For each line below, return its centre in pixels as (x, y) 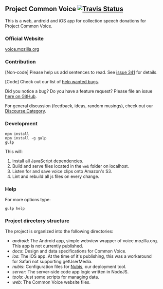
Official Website (24, 39)
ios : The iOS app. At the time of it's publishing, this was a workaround (82, 256)
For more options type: (28, 200)
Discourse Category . (26, 111)
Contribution (20, 62)
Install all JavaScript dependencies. (48, 161)
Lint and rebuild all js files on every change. (56, 176)
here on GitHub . (21, 96)
